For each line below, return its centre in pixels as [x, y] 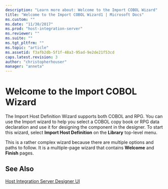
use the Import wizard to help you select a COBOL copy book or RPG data [82, 122]
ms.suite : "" [19, 39]
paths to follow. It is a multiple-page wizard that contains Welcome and [80, 148]
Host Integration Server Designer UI [43, 181]
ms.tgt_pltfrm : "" [25, 43]
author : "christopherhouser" [36, 62]
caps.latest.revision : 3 [31, 57]
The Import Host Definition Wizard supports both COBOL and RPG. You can [84, 117]
